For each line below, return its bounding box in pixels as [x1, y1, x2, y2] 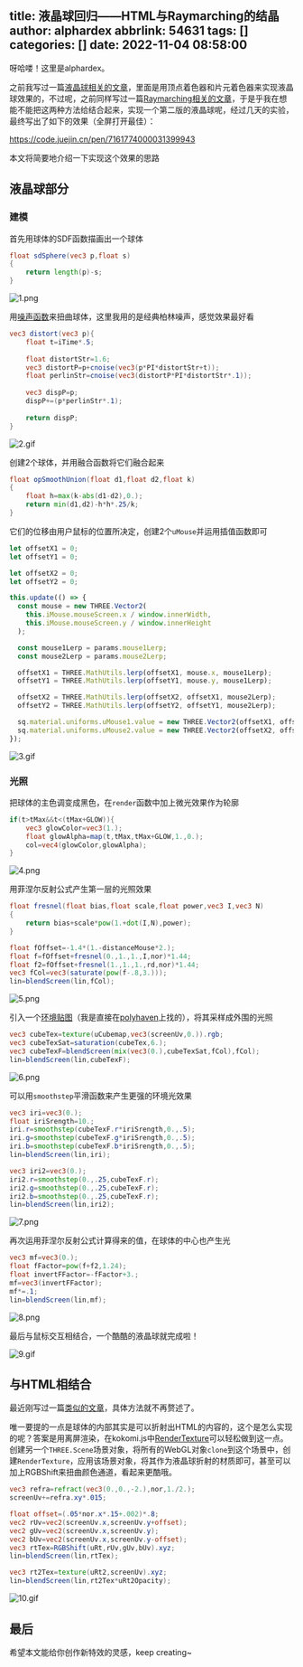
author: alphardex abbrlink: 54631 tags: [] [9, 24, 249, 39]
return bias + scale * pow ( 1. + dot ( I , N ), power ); [25, 918, 192, 928]
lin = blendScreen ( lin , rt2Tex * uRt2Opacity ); [9, 1577, 171, 1586]
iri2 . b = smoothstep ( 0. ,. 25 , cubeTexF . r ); [9, 1191, 160, 1201]
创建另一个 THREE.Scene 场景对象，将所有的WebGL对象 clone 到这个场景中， [9, 1445, 283, 1455]
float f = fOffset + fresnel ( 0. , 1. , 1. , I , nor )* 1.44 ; [9, 952, 192, 961]
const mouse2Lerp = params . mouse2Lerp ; [17, 652, 168, 661]
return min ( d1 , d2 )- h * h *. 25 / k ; [25, 500, 140, 509]
